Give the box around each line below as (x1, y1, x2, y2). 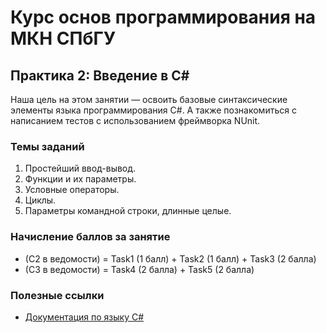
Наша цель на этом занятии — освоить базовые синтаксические (10, 94, 288, 105)
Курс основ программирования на (10, 6, 317, 29)
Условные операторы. (24, 184, 120, 196)
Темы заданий (10, 139, 85, 153)
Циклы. (24, 194, 57, 206)
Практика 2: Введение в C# (10, 67, 190, 84)
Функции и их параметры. (24, 173, 137, 185)
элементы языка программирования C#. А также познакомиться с (10, 104, 297, 116)
